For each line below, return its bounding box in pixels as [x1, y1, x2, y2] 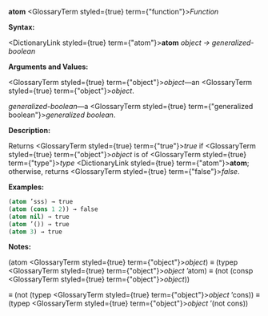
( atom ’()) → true [8, 220, 70, 228]
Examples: [8, 182, 44, 192]
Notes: [8, 242, 32, 252]
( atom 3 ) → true [8, 228, 62, 236]
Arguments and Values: [8, 62, 89, 71]
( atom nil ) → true [8, 213, 70, 221]
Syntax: [8, 22, 35, 31]
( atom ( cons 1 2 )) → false [8, 205, 98, 213]
